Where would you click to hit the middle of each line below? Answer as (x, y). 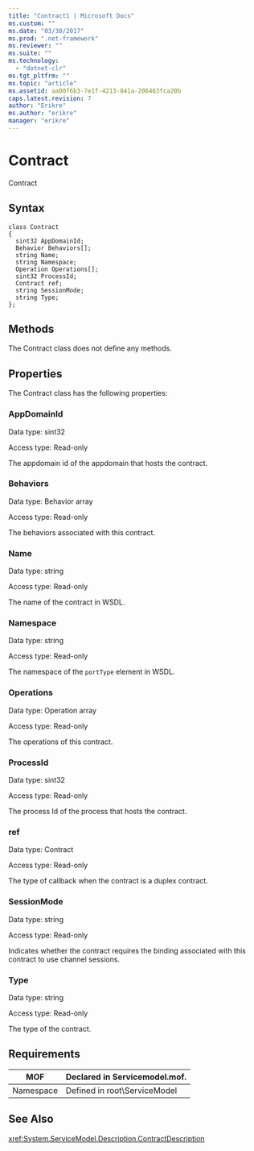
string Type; (37, 297)
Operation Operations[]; (57, 269)
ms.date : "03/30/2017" (46, 31)
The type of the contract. (50, 1028)
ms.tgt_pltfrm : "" (39, 76)
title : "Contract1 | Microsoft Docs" (72, 16)
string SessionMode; (50, 290)
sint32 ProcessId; (47, 276)
